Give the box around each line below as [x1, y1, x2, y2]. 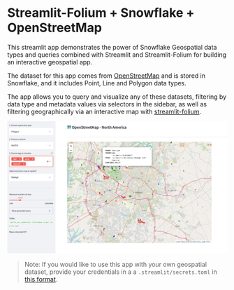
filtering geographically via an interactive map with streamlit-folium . [7, 107, 202, 116]
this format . [24, 275, 58, 284]
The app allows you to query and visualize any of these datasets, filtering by [7, 92, 227, 101]
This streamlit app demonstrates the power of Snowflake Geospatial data [7, 43, 217, 51]
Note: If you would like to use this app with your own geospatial [24, 261, 207, 269]
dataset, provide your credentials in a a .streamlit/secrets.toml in [24, 268, 218, 276]
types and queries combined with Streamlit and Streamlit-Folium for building [7, 50, 227, 59]
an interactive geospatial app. [7, 57, 93, 66]
